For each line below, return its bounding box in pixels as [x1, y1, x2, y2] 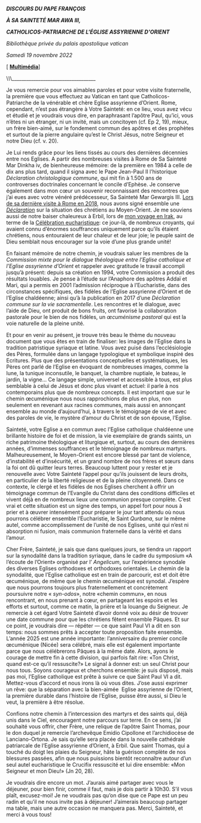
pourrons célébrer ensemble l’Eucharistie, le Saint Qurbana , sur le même [6, 515, 186, 522]
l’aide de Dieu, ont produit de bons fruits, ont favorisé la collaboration [6, 307, 176, 314]
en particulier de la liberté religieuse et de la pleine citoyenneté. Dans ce [6, 477, 184, 484]
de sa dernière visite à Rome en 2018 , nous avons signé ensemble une [6, 200, 180, 207]
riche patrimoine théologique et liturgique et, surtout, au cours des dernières [6, 439, 195, 445]
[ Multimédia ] [6, 63, 41, 70]
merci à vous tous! [6, 811, 52, 818]
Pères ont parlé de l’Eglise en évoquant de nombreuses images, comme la [6, 363, 189, 370]
